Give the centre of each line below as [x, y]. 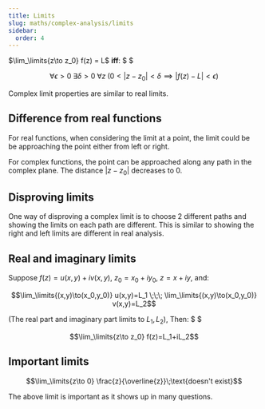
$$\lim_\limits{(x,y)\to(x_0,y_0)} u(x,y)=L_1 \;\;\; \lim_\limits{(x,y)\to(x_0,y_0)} [134, 296]
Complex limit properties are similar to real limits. [89, 93]
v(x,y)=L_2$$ [134, 304]
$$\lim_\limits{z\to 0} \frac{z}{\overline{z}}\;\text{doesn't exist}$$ [134, 381]
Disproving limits [51, 198]
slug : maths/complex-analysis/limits [71, 23]
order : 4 [30, 38]
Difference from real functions [85, 119]
